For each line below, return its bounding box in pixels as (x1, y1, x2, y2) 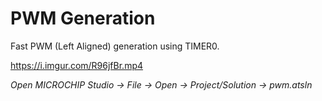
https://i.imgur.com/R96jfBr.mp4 (10, 59, 144, 71)
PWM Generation (10, 7, 156, 30)
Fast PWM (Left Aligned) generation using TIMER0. (10, 40, 220, 52)
